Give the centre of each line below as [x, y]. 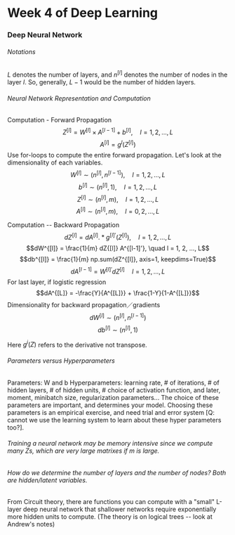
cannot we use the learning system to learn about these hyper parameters [114, 420]
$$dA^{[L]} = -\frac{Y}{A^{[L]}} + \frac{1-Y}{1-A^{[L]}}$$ [118, 293]
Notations [22, 51]
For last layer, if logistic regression [57, 282]
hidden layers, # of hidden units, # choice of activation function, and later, [114, 390]
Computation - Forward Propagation [60, 120]
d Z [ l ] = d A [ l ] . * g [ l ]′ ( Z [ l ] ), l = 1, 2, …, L [118, 237]
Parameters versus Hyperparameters [61, 361]
